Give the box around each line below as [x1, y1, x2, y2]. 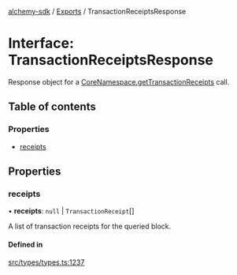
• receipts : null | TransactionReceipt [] [8, 206, 135, 216]
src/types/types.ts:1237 [8, 257, 85, 267]
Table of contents [8, 100, 96, 114]
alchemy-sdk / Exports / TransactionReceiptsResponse [8, 7, 187, 16]
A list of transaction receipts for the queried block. [8, 221, 172, 232]
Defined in [8, 239, 43, 249]
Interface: [8, 35, 75, 52]
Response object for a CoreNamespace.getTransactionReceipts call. [8, 77, 230, 86]
